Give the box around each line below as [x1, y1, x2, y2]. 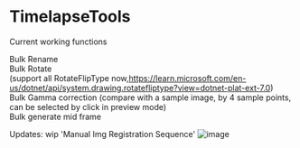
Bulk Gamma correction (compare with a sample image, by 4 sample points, [9, 92, 292, 103]
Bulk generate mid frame [9, 111, 102, 122]
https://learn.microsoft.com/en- [128, 72, 247, 83]
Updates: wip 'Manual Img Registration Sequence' [9, 128, 196, 139]
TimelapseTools [9, 6, 131, 27]
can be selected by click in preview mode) [9, 101, 167, 112]
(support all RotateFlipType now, [9, 72, 129, 83]
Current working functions [9, 36, 108, 47]
